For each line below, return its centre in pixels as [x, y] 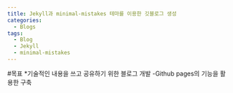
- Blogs [25, 27]
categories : [25, 20]
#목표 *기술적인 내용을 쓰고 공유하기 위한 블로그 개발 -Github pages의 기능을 [113, 73]
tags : [15, 33]
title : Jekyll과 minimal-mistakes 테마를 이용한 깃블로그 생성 [92, 14]
